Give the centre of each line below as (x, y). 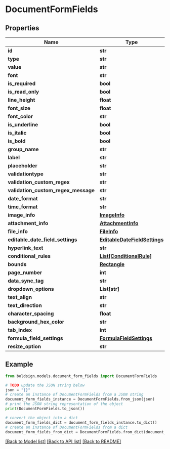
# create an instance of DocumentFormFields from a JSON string (74, 395)
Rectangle (112, 264)
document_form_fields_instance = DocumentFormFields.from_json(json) (80, 399)
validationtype (26, 174)
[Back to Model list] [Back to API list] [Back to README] (63, 441)
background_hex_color (36, 322)
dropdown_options (31, 289)
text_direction (25, 305)
